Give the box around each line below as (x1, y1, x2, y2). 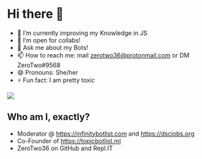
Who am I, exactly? (7, 111, 90, 123)
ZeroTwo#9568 (16, 61, 61, 69)
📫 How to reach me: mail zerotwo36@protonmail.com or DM (16, 51, 190, 59)
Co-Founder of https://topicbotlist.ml (16, 136, 121, 145)
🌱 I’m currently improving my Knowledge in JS (16, 29, 148, 37)
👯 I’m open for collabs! (16, 36, 81, 44)
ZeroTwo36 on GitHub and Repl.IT (16, 144, 113, 152)
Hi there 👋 (7, 6, 64, 22)
